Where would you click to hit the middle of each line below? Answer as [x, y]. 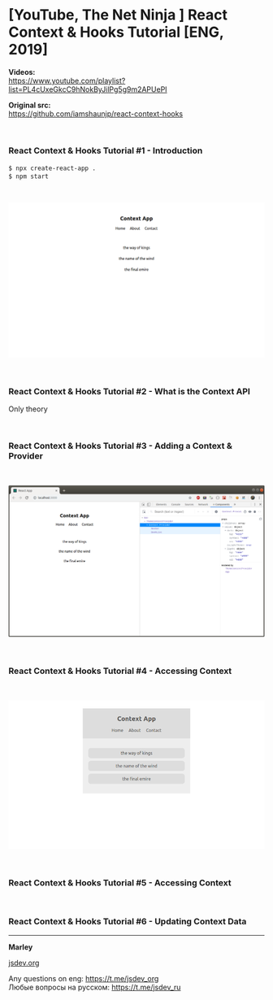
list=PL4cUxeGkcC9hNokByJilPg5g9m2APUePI [88, 89]
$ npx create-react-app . [52, 168]
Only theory [28, 409]
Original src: [30, 105]
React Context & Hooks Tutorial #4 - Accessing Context [120, 671]
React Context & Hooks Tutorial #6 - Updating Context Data [128, 922]
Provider [26, 456]
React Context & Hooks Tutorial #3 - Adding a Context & [121, 446]
